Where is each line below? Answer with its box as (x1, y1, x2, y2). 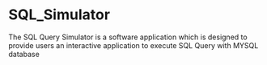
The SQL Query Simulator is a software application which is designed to (8, 32, 248, 42)
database (8, 49, 40, 59)
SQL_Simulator (8, 6, 111, 24)
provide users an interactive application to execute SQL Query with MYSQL (8, 40, 259, 50)
